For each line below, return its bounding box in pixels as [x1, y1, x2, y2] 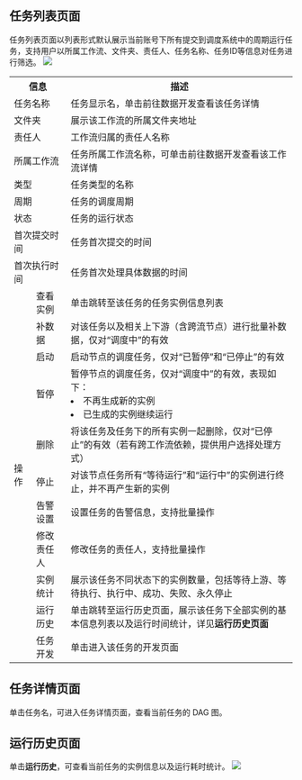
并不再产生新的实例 [88, 482, 170, 494]
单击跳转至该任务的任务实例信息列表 [70, 296, 224, 309]
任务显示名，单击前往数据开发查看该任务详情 [70, 97, 260, 110]
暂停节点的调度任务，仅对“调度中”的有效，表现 [70, 367, 268, 380]
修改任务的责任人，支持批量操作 [70, 543, 206, 556]
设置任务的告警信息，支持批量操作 [70, 505, 215, 518]
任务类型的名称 [70, 178, 134, 191]
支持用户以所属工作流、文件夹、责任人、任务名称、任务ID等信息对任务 [24, 45, 285, 56]
